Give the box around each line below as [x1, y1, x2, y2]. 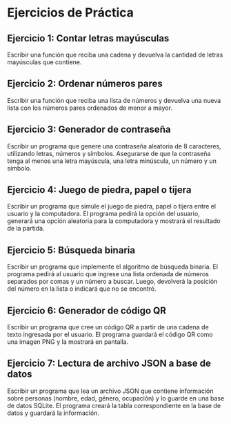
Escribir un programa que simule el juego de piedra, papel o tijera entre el [7, 202, 216, 211]
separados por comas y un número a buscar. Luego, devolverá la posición [7, 278, 218, 286]
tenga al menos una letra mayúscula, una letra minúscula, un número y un [7, 157, 217, 165]
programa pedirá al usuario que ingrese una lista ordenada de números [7, 270, 209, 278]
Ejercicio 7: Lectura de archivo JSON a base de [7, 358, 212, 369]
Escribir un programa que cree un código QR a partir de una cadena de [7, 323, 209, 331]
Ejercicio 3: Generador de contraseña [7, 124, 171, 135]
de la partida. [7, 224, 45, 233]
